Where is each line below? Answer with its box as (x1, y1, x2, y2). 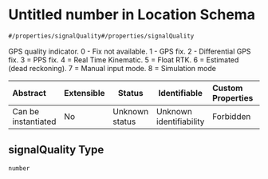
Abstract (12, 87, 46, 98)
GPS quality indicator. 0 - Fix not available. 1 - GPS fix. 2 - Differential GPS (8, 46, 251, 56)
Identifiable (158, 87, 203, 98)
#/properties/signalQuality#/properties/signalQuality (8, 32, 195, 40)
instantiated (12, 116, 57, 127)
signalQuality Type (8, 143, 104, 157)
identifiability (156, 116, 205, 127)
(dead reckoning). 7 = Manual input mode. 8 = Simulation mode (8, 63, 217, 73)
